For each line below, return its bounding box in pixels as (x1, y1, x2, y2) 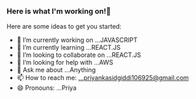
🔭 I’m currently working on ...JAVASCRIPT (16, 36, 138, 44)
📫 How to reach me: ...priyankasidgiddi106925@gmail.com (16, 74, 189, 82)
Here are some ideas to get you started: (6, 22, 122, 31)
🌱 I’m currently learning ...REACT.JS (16, 44, 121, 52)
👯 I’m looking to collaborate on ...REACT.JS (16, 51, 141, 59)
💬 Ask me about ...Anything (16, 66, 96, 74)
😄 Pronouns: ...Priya (16, 84, 77, 92)
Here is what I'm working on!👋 (6, 6, 112, 16)
